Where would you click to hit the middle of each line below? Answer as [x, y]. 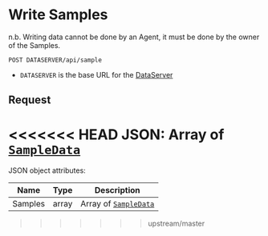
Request [30, 100]
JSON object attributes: [47, 170]
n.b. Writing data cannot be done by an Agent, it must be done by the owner [134, 37]
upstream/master [177, 224]
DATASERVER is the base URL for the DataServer [96, 74]
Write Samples [58, 15]
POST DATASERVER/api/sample [55, 60]
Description [118, 190]
